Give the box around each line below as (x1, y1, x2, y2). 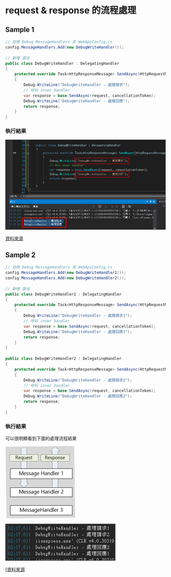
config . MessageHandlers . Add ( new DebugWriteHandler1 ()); (5, 270, 126, 276)
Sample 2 (5, 251, 36, 259)
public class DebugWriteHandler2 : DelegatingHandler (5, 356, 122, 362)
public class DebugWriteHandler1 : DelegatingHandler (5, 291, 122, 297)
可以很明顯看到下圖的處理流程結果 (5, 435, 77, 442)
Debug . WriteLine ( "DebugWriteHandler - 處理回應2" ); (23, 394, 132, 399)
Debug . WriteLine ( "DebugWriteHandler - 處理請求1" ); (23, 313, 132, 318)
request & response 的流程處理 (5, 5, 136, 16)
